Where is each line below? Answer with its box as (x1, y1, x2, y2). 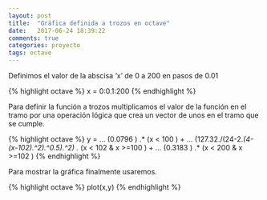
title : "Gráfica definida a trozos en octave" (8, 19, 171, 27)
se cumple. (8, 119, 46, 128)
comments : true (8, 34, 59, 42)
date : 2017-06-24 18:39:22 (8, 26, 106, 34)
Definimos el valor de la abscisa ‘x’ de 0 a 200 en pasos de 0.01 (8, 71, 219, 80)
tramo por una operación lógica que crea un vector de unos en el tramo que (8, 110, 259, 120)
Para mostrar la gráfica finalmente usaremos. (8, 167, 158, 176)
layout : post (8, 11, 52, 20)
